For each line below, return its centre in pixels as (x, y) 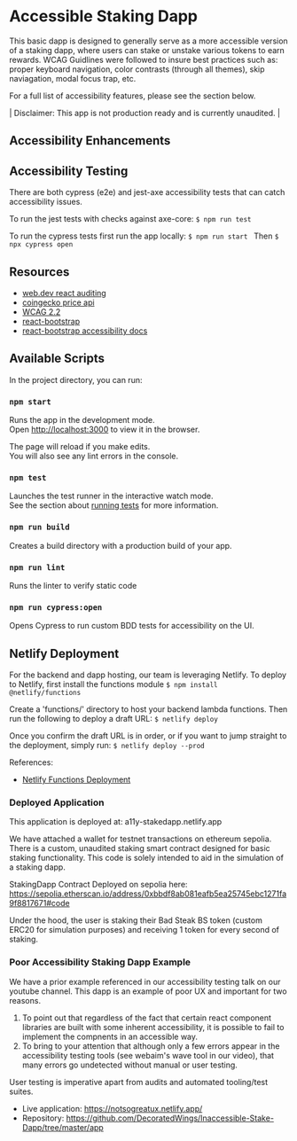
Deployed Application (57, 802)
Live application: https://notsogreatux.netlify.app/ (112, 1108)
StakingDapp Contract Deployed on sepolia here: (98, 885)
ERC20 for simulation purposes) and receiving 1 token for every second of (145, 930)
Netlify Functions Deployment (76, 780)
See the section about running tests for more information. (114, 505)
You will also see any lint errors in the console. (94, 456)
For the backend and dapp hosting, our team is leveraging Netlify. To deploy (148, 675)
